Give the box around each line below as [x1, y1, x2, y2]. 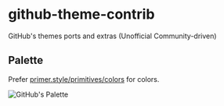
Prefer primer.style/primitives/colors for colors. [8, 74, 160, 83]
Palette [8, 54, 44, 67]
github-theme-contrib [8, 5, 155, 23]
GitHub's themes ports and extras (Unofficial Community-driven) [8, 31, 217, 41]
